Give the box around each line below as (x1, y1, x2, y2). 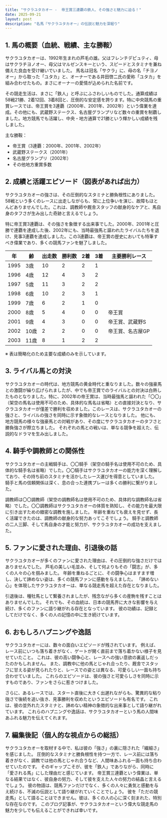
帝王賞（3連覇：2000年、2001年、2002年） (12, 143, 104, 149)
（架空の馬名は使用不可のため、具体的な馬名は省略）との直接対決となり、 (5, 400, 158, 406)
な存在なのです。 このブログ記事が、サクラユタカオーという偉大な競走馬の (5, 801, 159, 807)
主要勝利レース (111, 253, 147, 260)
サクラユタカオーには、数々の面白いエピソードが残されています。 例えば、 (5, 642, 159, 648)
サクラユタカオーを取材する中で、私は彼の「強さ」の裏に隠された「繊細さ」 (5, 745, 162, 751)
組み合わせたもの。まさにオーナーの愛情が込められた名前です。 (5, 80, 136, 86)
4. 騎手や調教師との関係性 (5, 447, 85, 455)
